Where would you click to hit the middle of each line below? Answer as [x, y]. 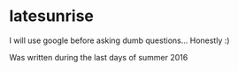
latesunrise [52, 16]
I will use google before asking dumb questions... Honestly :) [119, 40]
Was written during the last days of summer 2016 [99, 57]
